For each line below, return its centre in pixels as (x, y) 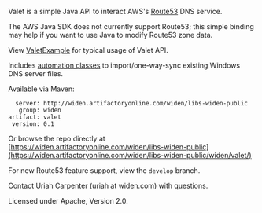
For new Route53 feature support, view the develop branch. (104, 171)
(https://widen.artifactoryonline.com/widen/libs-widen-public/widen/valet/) (130, 155)
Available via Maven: (41, 89)
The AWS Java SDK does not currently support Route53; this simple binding (131, 26)
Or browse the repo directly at (57, 138)
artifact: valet (35, 117)
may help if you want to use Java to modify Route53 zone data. (111, 35)
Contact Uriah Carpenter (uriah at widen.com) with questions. (108, 185)
